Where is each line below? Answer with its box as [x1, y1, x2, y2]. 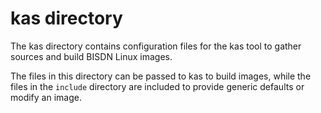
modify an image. [10, 91, 82, 103]
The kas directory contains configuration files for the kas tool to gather [10, 40, 302, 52]
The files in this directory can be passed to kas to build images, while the [10, 70, 312, 82]
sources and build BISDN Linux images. [10, 50, 173, 62]
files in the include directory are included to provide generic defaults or [10, 80, 305, 92]
